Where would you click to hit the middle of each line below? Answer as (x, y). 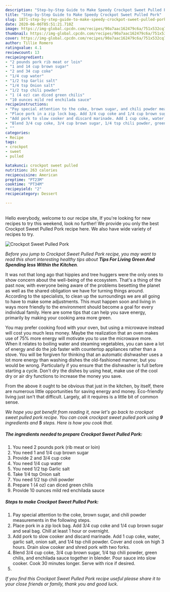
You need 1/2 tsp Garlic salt (41, 469)
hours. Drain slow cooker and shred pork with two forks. (71, 547)
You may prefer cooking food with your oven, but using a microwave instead (85, 327)
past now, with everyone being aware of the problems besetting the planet (83, 285)
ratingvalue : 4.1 (24, 48)
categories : (18, 133)
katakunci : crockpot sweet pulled (42, 166)
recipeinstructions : (27, 105)
